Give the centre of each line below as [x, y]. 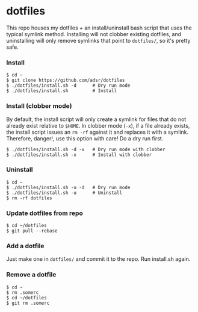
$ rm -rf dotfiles [29, 198]
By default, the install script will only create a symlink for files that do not [96, 119]
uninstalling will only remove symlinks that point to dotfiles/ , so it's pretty [98, 40]
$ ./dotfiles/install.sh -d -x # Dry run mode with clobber [86, 149]
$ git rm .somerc [28, 303]
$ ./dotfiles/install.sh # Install [62, 91]
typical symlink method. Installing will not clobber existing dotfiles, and [94, 34]
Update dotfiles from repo [45, 213]
